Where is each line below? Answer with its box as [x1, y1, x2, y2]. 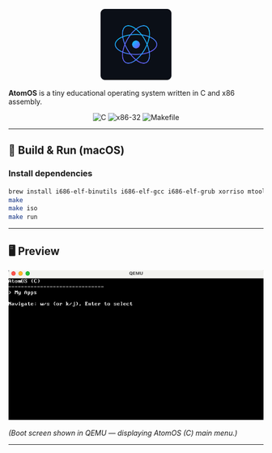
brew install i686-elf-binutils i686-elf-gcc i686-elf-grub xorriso [8, 188, 244, 196]
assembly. [8, 97, 43, 106]
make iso [8, 205, 38, 213]
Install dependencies [8, 168, 93, 179]
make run [8, 213, 38, 222]
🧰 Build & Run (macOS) [8, 144, 125, 157]
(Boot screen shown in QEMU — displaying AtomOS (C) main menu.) [8, 428, 238, 438]
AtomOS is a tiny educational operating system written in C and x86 [8, 88, 236, 97]
